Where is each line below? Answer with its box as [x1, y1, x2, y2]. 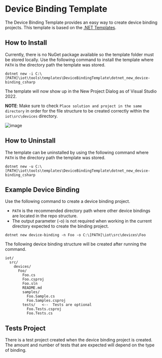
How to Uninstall [5, 137, 56, 145]
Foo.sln [22, 281, 38, 286]
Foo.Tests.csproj [26, 307, 62, 311]
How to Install [5, 39, 47, 47]
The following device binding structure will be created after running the [5, 241, 147, 247]
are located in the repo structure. [12, 213, 78, 219]
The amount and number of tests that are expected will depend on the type [5, 342, 155, 348]
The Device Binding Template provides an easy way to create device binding [5, 19, 158, 25]
